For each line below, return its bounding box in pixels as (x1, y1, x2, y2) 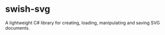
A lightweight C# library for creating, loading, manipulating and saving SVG (5, 20, 160, 26)
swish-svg (5, 3, 50, 15)
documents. (5, 25, 30, 31)
